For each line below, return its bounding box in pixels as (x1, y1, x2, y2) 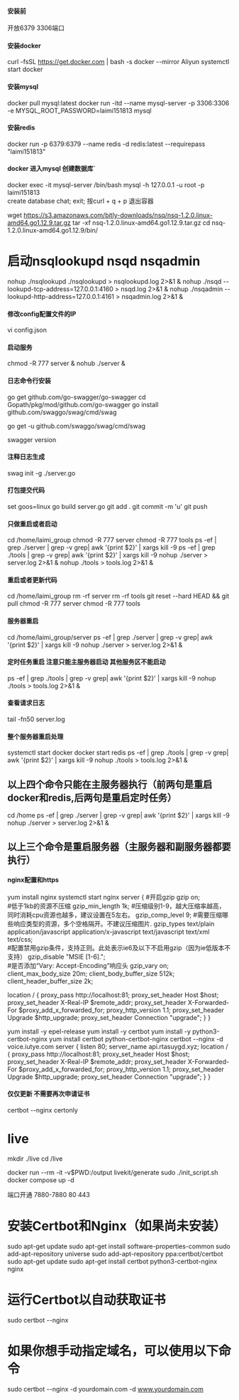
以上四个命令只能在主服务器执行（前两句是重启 (7, 778, 213, 790)
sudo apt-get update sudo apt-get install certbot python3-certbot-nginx (7, 1257, 218, 1265)
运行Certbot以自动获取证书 (7, 1292, 166, 1307)
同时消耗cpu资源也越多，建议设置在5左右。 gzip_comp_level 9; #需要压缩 (7, 910, 222, 919)
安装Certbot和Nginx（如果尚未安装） (7, 1218, 227, 1234)
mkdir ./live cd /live (7, 1154, 63, 1163)
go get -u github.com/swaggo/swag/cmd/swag (7, 421, 146, 430)
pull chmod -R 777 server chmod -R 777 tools (7, 599, 140, 608)
